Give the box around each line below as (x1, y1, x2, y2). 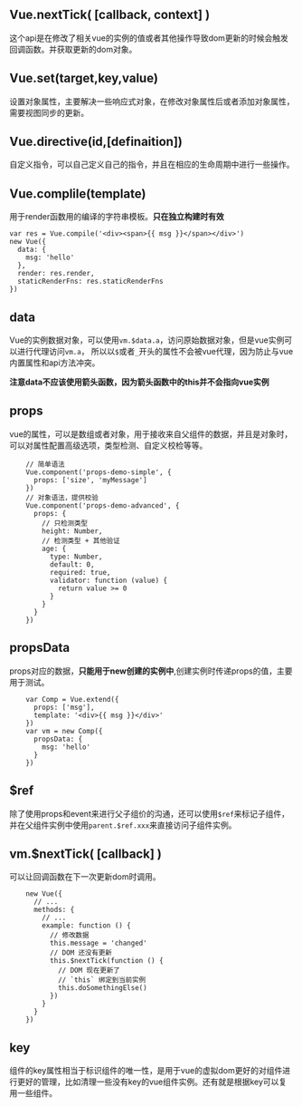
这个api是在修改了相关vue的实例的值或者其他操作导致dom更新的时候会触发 (9, 32, 289, 44)
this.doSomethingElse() (57, 984, 147, 993)
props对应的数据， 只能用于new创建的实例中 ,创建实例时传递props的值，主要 (9, 665, 293, 676)
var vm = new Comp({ (25, 726, 103, 735)
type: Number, (49, 552, 103, 561)
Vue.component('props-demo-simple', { (25, 467, 172, 477)
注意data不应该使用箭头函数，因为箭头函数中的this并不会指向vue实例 (9, 376, 269, 388)
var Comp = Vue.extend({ (25, 694, 119, 704)
